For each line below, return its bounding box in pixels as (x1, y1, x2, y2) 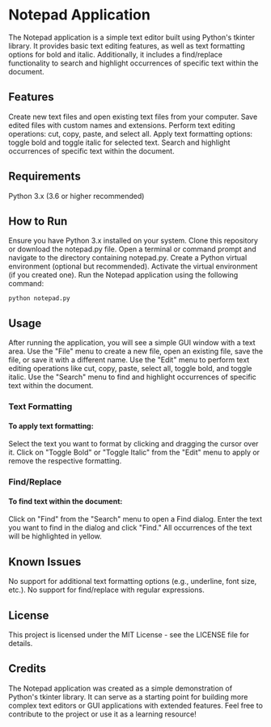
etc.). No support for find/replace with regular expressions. (8, 585, 205, 595)
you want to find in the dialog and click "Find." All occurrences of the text (8, 523, 252, 533)
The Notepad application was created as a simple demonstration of (8, 683, 233, 693)
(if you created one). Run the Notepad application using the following (8, 270, 239, 280)
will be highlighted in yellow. (8, 531, 103, 541)
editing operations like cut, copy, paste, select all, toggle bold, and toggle (8, 364, 252, 374)
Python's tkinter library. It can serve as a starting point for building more (8, 691, 248, 701)
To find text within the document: (8, 496, 123, 506)
